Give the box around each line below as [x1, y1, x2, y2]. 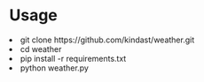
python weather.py [20, 63, 89, 73]
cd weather [20, 43, 62, 54]
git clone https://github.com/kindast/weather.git [20, 34, 195, 45]
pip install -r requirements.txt [20, 53, 127, 63]
